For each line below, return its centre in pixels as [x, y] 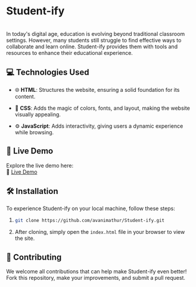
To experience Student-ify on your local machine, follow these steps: [91, 209]
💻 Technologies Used [48, 72]
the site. [25, 238]
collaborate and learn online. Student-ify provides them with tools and [92, 47]
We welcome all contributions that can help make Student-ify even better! [97, 271]
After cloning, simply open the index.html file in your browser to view [100, 232]
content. [25, 96]
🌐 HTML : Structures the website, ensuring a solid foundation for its [97, 90]
